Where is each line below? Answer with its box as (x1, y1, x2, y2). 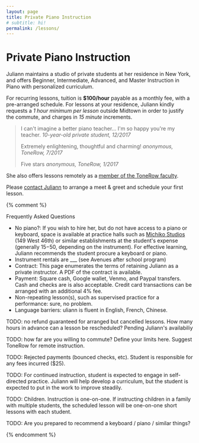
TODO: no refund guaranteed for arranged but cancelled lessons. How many (6, 318, 193, 325)
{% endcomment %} (6, 431, 56, 438)
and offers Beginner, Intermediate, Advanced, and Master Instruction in (6, 77, 179, 84)
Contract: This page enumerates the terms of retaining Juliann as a (14, 262, 179, 270)
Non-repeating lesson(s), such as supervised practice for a (14, 294, 160, 301)
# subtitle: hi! (6, 20, 46, 26)
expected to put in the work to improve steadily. (6, 384, 123, 391)
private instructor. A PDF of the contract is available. (14, 268, 142, 276)
